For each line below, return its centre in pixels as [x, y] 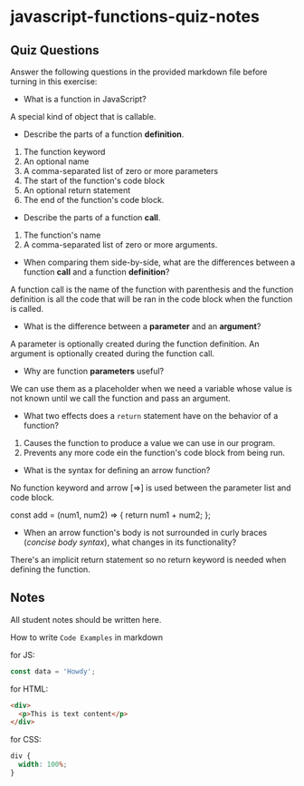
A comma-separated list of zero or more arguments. [120, 245]
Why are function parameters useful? [94, 371]
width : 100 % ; [43, 765]
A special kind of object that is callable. [83, 116]
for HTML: [29, 689]
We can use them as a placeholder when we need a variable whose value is [151, 388]
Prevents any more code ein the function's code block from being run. [154, 452]
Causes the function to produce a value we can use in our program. [149, 443]
